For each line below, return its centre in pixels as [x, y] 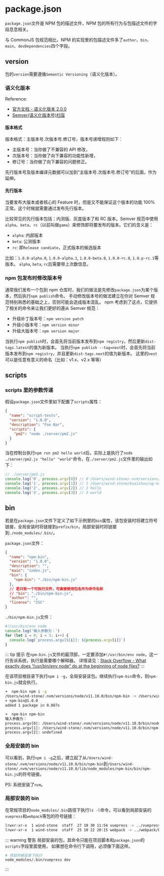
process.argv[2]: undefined [34, 732]
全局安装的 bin [22, 746]
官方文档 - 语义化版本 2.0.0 [39, 109]
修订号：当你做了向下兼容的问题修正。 [51, 162]
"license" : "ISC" [27, 602]
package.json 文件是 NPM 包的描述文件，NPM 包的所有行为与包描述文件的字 [81, 23]
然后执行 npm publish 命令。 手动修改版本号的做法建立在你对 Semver [82, 296]
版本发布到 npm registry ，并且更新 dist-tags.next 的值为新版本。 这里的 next [81, 353]
